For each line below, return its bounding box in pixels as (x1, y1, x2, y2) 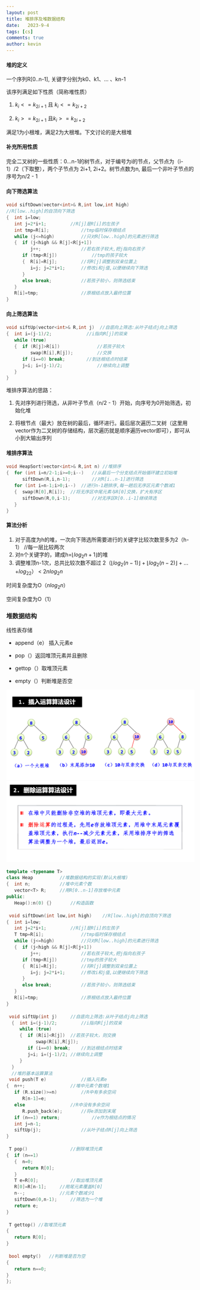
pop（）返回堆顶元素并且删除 (14, 652, 88, 659)
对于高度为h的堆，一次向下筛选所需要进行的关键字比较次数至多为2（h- (14, 536, 189, 543)
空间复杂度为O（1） (6, 595, 55, 602)
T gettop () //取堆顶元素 (8, 1222, 66, 1228)
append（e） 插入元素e (14, 639, 73, 646)
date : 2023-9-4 (6, 22, 50, 28)
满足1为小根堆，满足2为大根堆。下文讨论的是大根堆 (6, 129, 133, 136)
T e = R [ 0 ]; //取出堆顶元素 (14, 1178, 103, 1184)
